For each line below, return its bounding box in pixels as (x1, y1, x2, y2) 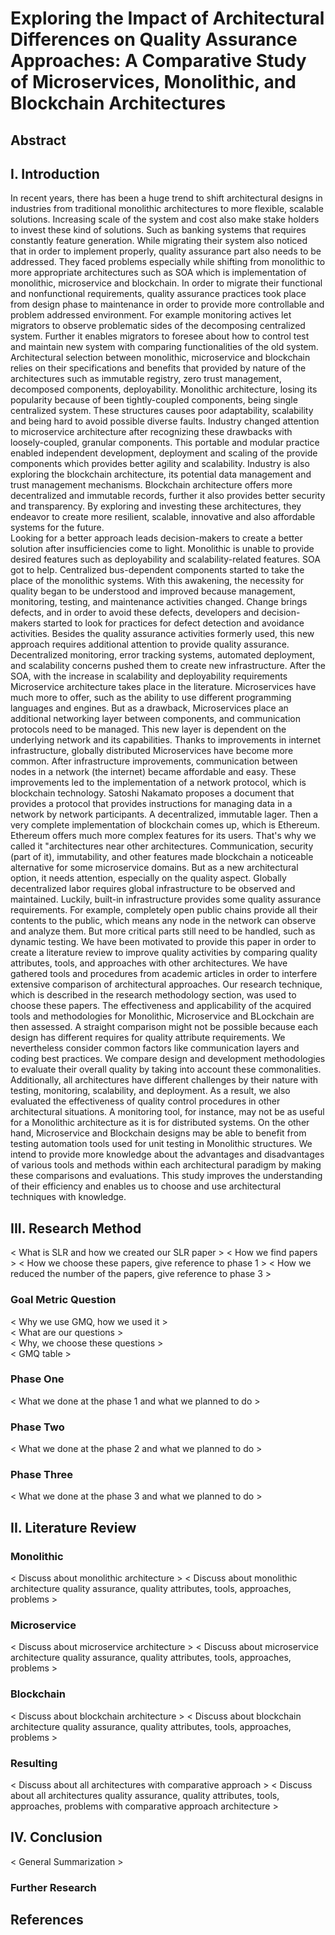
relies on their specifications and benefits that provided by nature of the (10, 362, 307, 374)
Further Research (10, 1880, 97, 1894)
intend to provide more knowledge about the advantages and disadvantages (10, 1148, 325, 1161)
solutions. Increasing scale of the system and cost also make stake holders (10, 213, 320, 226)
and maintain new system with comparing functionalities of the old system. (10, 341, 319, 353)
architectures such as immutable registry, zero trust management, (10, 373, 282, 385)
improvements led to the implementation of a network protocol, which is (10, 777, 307, 789)
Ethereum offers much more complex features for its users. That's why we (10, 830, 317, 842)
